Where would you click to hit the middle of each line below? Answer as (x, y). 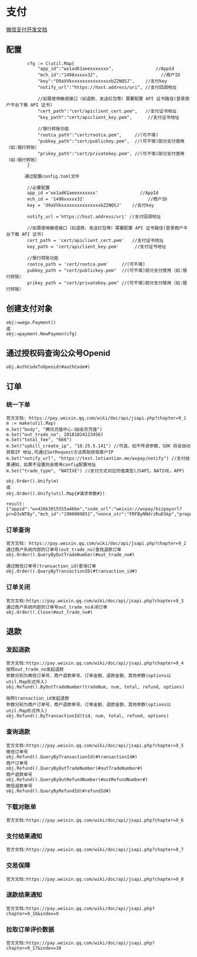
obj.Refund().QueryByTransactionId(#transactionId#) (72, 757)
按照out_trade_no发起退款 (35, 670)
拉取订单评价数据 (30, 929)
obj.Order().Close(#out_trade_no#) (50, 612)
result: (16, 504)
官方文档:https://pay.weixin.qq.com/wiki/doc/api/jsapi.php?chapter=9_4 (95, 663)
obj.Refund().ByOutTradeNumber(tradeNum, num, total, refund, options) (95, 687)
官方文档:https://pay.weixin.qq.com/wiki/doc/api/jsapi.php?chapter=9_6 (95, 820)
